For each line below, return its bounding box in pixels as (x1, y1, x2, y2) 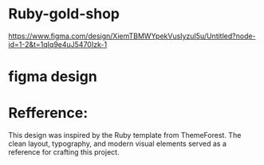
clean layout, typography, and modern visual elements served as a (8, 139, 227, 148)
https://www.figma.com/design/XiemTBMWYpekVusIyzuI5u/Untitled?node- (8, 31, 257, 41)
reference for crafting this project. (8, 147, 120, 157)
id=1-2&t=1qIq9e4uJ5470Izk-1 (8, 39, 108, 49)
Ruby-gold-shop (8, 5, 120, 23)
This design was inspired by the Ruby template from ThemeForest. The (8, 131, 242, 140)
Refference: (8, 104, 89, 122)
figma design (8, 68, 97, 86)
